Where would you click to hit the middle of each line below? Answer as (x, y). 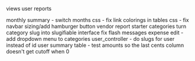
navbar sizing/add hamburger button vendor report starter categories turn (96, 26)
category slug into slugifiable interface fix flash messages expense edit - (95, 33)
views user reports (29, 9)
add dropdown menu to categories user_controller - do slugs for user (90, 39)
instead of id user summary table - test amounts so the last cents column (95, 45)
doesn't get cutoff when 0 (38, 52)
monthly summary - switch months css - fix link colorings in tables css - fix (97, 20)
